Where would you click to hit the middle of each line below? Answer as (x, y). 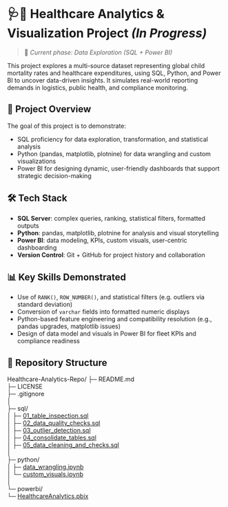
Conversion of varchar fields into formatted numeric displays (103, 312)
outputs (28, 226)
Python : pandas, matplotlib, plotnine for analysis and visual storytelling (118, 233)
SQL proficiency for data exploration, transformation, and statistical (113, 139)
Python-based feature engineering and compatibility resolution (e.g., (114, 319)
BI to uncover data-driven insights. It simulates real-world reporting (103, 80)
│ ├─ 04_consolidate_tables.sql (52, 438)
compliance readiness (49, 341)
